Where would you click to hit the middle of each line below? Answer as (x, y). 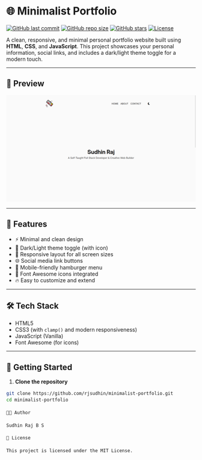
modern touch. (25, 59)
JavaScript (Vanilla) (39, 336)
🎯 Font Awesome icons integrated (57, 274)
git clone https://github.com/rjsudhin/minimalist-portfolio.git (90, 394)
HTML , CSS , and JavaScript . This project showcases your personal (90, 46)
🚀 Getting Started (39, 367)
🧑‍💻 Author (19, 412)
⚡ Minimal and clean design (49, 239)
